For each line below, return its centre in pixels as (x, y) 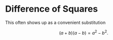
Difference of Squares (52, 9)
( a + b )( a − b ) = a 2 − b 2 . (84, 32)
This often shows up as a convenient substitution (56, 22)
